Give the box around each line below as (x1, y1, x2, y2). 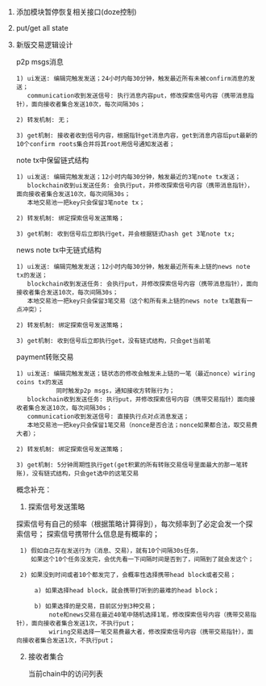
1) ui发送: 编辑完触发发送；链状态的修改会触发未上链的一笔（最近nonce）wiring (15, 370, 256, 378)
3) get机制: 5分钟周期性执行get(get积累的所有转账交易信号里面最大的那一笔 (15, 461, 243, 469)
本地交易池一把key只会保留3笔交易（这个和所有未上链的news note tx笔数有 (27, 297, 247, 305)
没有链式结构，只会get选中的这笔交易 (31, 470, 139, 478)
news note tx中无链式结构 (15, 245, 102, 254)
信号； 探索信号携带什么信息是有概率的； (23, 529, 160, 538)
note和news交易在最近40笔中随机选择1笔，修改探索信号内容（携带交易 (48, 611, 251, 619)
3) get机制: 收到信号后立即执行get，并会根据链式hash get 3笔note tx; (15, 230, 235, 238)
